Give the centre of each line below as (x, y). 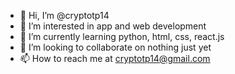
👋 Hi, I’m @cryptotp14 (64, 15)
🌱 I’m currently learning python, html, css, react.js (122, 36)
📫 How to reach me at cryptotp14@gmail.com (115, 58)
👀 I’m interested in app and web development (113, 26)
